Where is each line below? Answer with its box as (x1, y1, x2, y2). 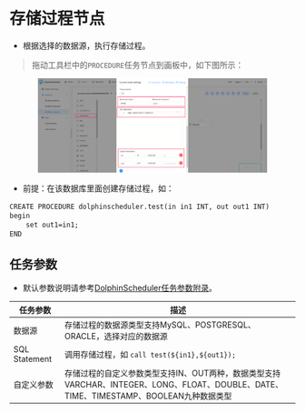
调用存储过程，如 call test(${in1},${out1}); (64, 349, 236, 360)
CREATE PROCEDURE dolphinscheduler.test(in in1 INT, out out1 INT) (9, 202, 271, 212)
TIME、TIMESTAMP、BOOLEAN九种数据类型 (64, 390, 232, 401)
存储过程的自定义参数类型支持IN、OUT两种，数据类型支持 (64, 368, 281, 378)
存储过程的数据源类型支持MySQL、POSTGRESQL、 (64, 319, 256, 330)
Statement (13, 354, 53, 365)
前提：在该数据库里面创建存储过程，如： (22, 183, 174, 194)
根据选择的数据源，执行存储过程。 (22, 40, 151, 51)
